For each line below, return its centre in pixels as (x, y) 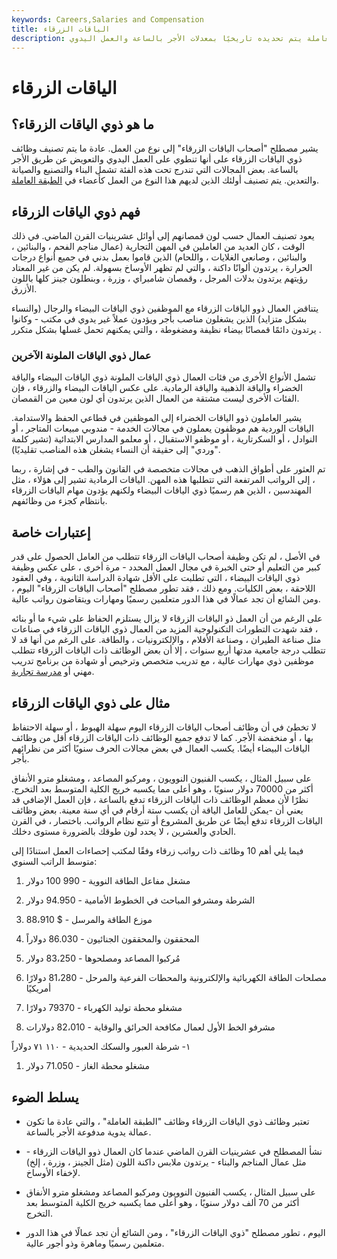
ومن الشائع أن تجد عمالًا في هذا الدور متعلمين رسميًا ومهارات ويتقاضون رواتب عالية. (166, 599)
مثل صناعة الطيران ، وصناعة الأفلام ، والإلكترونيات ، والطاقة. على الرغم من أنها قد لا (166, 640)
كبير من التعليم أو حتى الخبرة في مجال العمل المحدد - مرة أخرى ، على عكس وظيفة (166, 567)
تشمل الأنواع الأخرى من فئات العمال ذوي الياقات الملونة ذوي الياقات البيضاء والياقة (163, 377)
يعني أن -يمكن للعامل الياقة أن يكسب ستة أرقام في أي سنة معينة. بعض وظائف (157, 810)
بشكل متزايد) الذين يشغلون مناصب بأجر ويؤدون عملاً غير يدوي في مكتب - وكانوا (159, 319)
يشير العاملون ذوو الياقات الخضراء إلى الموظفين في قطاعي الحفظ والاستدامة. (157, 418)
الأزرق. (24, 289)
